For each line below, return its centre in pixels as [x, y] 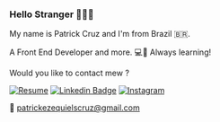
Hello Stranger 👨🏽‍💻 [52, 14]
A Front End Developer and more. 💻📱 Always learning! [110, 52]
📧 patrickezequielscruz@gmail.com [75, 108]
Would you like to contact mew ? [70, 73]
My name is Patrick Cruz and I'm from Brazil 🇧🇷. [100, 34]
